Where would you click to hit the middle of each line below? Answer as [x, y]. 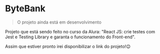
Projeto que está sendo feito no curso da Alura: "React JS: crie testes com [80, 31]
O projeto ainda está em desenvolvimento [59, 22]
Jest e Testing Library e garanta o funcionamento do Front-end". [70, 37]
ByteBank [25, 9]
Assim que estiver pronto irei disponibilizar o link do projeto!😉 [68, 46]
